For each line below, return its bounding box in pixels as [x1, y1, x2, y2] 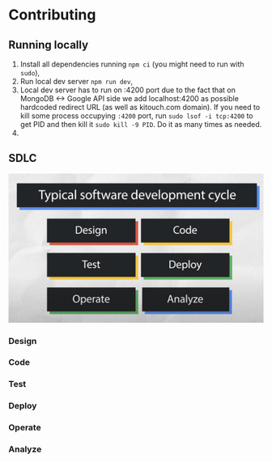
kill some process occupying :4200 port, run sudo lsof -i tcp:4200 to [19, 111, 253, 121]
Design [8, 335, 37, 346]
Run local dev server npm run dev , [19, 77, 134, 86]
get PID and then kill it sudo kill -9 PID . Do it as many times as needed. [19, 120, 262, 129]
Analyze [8, 443, 42, 455]
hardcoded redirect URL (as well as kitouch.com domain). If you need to [19, 103, 261, 112]
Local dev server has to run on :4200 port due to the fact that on [19, 85, 236, 95]
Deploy [8, 401, 37, 412]
